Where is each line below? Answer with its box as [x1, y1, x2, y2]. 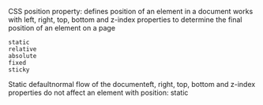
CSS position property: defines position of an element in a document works [8, 7, 254, 16]
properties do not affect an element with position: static [8, 88, 189, 97]
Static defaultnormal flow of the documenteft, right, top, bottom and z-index [8, 80, 256, 89]
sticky [8, 66, 30, 74]
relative [8, 45, 37, 53]
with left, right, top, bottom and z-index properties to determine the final [8, 15, 242, 24]
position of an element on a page [8, 24, 116, 32]
